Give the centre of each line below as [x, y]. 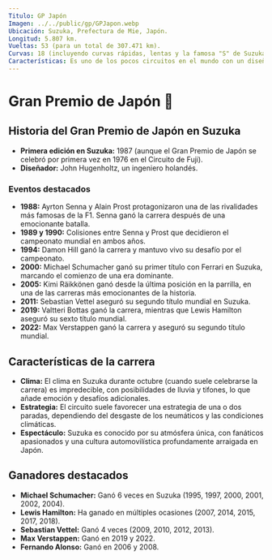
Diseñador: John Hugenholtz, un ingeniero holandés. [109, 168]
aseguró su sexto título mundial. [73, 319]
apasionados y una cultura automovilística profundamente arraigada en [139, 441]
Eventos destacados [49, 189]
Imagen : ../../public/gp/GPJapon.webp [74, 24]
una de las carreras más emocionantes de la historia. [108, 293]
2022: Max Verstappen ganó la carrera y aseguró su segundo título [132, 327]
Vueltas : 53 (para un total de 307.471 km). [85, 46]
